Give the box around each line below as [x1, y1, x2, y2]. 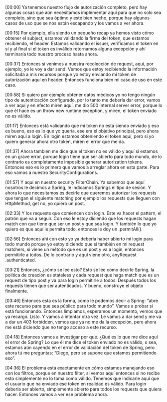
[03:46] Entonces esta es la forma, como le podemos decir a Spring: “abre [5, 297, 159, 303]
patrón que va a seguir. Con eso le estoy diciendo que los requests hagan [5, 215, 157, 221]
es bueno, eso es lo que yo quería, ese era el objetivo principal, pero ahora [5, 128, 159, 134]
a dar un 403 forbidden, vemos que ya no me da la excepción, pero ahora [5, 319, 157, 324]
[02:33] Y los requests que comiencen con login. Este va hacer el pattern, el [5, 210, 162, 216]
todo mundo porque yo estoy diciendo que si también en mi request [5, 241, 145, 247]
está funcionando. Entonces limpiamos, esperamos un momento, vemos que [5, 308, 163, 314]
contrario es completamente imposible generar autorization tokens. [5, 159, 144, 164]
